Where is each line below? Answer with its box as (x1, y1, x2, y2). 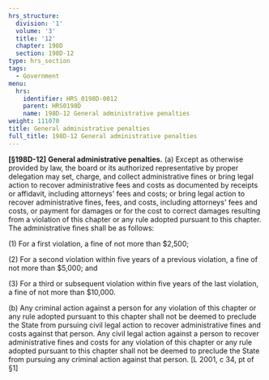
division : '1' (15, 19, 63, 27)
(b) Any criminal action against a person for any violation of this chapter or (8, 302, 257, 312)
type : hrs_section (8, 57, 70, 65)
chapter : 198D (15, 42, 63, 50)
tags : (8, 65, 27, 73)
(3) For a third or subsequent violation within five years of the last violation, (8, 278, 259, 288)
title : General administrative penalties (8, 125, 151, 133)
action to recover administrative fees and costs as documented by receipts (8, 179, 258, 190)
